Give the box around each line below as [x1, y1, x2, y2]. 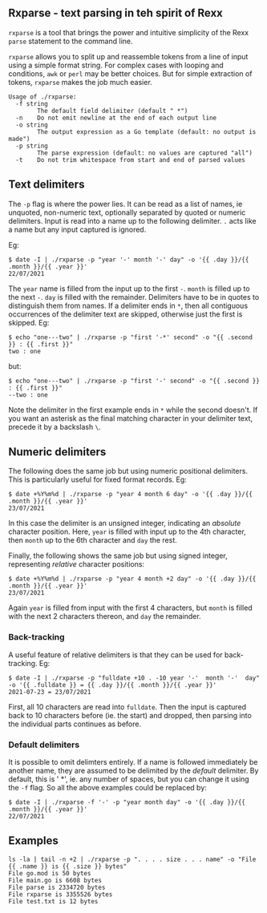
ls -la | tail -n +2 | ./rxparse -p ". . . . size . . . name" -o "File [8, 855, 257, 863]
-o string [15, 120, 48, 129]
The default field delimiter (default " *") [37, 107, 188, 115]
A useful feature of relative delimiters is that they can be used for [8, 649, 223, 660]
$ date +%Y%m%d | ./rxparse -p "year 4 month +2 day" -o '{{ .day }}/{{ [8, 575, 257, 584]
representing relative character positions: [8, 560, 145, 569]
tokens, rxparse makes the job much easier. [8, 77, 152, 87]
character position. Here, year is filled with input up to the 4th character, [8, 527, 246, 536]
